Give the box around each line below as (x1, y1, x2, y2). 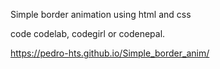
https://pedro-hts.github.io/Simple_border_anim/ (10, 47, 210, 59)
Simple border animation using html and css (10, 9, 192, 20)
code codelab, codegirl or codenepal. (10, 28, 166, 39)
